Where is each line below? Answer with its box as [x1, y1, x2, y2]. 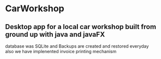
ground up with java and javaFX [5, 30, 105, 38]
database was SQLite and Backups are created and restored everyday [5, 43, 149, 49]
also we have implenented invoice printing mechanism [5, 49, 117, 54]
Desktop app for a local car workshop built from [5, 23, 157, 31]
